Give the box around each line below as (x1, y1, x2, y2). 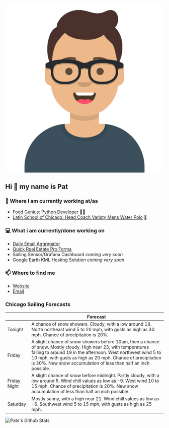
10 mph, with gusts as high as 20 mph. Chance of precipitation (31, 355, 162, 361)
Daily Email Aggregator (12, 240, 60, 247)
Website (12, 283, 30, 289)
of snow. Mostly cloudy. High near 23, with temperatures (31, 344, 149, 350)
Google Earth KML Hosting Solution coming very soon (12, 257, 125, 263)
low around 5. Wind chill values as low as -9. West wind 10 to (31, 378, 159, 384)
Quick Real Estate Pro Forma (12, 246, 72, 252)
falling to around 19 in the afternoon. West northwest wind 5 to (31, 349, 161, 355)
